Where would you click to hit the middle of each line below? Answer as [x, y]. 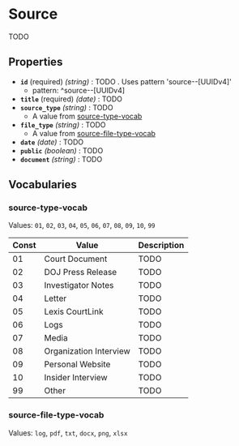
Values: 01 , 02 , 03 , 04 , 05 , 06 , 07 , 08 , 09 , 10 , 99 [82, 225]
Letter [55, 298]
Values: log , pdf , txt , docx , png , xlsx [68, 433]
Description [161, 246]
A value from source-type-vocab [87, 116]
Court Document [76, 259]
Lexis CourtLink [74, 311]
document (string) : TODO [61, 159]
